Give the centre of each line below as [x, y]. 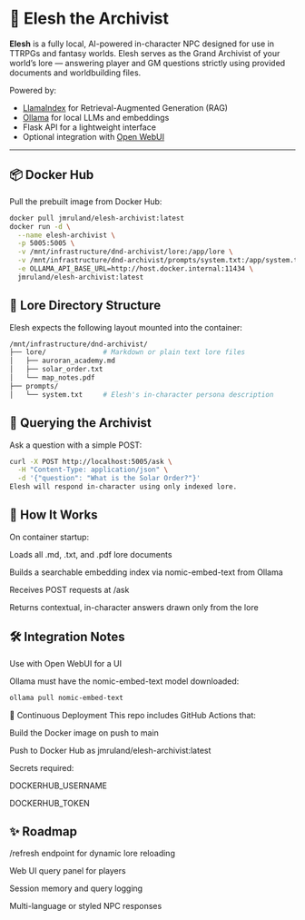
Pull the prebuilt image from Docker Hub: [86, 201]
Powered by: [33, 90]
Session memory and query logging [76, 888]
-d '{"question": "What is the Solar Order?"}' [109, 479]
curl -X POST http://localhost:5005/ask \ [91, 461]
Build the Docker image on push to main [84, 732]
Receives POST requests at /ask [69, 589]
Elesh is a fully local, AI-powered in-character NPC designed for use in [142, 44]
